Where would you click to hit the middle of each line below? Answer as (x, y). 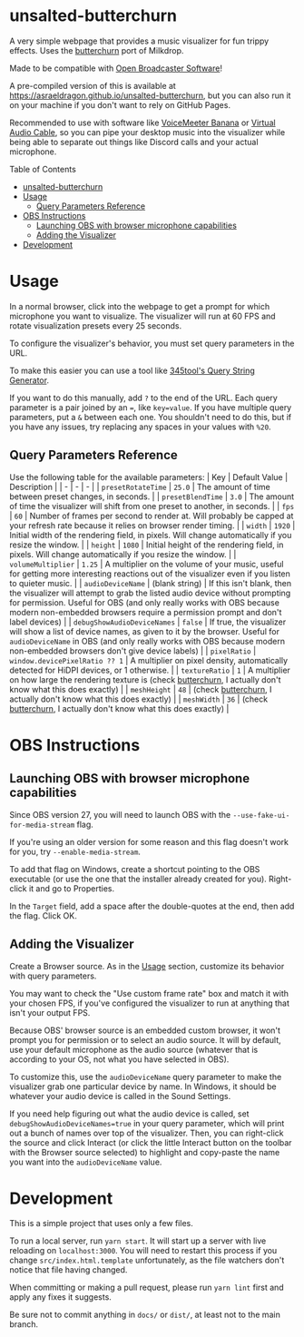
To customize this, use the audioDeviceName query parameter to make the (146, 1076)
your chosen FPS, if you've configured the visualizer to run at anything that (150, 1003)
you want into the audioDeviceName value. (86, 1162)
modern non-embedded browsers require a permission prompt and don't (146, 612)
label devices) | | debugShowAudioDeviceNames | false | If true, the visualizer (148, 622)
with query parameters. (53, 976)
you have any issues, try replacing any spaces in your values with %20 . (140, 427)
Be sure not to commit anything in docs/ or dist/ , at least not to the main (145, 1315)
